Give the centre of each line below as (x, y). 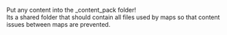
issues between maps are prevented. (58, 24)
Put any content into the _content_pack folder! (71, 10)
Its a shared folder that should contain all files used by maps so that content (113, 17)
